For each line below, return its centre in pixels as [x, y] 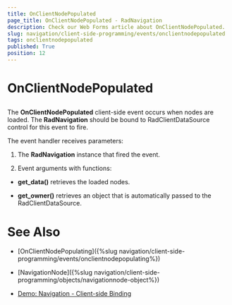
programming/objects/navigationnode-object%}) [88, 280]
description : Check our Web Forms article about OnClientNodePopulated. [116, 27]
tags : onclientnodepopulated [50, 40]
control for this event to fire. [48, 127]
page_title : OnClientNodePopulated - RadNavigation [85, 20]
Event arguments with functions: [65, 168]
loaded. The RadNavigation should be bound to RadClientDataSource [109, 120]
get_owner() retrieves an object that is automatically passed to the [114, 196]
